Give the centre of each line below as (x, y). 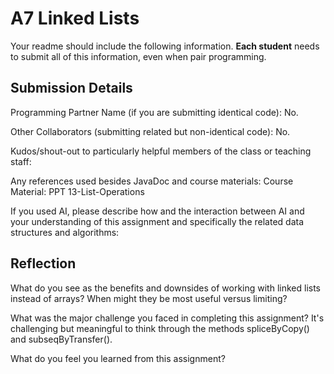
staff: (21, 161)
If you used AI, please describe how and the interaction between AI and (157, 211)
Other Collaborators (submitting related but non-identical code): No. (150, 131)
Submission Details (71, 88)
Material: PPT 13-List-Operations (77, 191)
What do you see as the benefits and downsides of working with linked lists (166, 288)
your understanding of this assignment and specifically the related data (157, 221)
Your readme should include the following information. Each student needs (165, 46)
